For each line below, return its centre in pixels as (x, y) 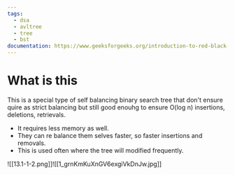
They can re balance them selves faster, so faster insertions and (110, 135)
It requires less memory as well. (63, 128)
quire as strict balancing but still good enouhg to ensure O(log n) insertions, (116, 107)
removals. (31, 143)
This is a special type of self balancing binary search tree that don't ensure (115, 100)
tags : (15, 14)
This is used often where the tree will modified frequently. (100, 150)
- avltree (28, 26)
